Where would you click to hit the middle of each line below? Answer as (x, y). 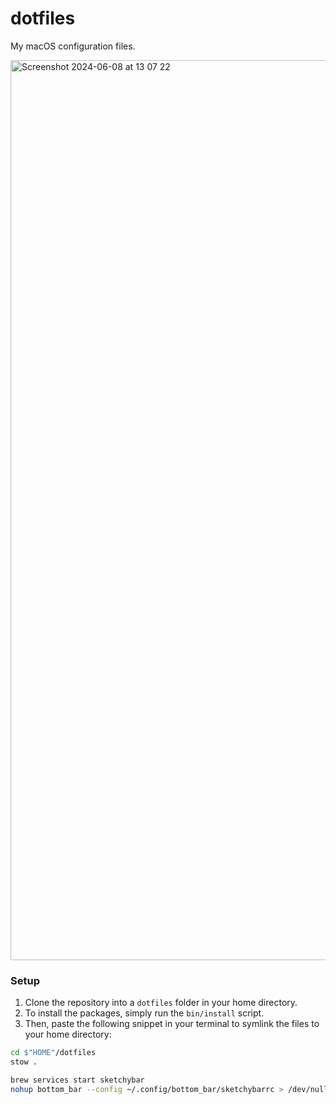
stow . (24, 1062)
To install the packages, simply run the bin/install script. (144, 1013)
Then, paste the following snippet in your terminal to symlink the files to (172, 1024)
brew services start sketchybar (77, 1080)
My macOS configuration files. (73, 46)
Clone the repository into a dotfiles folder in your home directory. (161, 1003)
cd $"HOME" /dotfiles (53, 1053)
